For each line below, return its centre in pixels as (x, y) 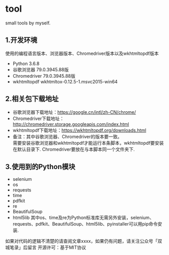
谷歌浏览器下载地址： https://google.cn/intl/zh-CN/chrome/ (74, 112)
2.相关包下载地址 (32, 99)
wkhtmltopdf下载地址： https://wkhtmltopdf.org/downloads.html (79, 130)
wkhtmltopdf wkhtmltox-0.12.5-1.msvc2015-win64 (65, 81)
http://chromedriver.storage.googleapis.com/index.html (71, 124)
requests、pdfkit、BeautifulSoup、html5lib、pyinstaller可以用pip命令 (85, 224)
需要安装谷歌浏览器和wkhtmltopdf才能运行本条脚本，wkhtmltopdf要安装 (88, 143)
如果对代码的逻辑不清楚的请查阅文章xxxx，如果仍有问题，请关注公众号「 (81, 241)
